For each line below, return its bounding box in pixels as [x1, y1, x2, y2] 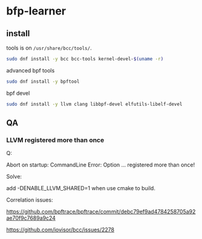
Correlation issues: [6, 196, 53, 203]
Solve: [6, 173, 22, 180]
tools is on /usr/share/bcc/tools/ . [6, 44, 92, 51]
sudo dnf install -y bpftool [6, 78, 80, 84]
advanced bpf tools [6, 66, 55, 74]
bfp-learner [6, 4, 67, 18]
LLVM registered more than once [6, 136, 105, 144]
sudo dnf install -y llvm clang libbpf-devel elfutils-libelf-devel [6, 101, 183, 107]
